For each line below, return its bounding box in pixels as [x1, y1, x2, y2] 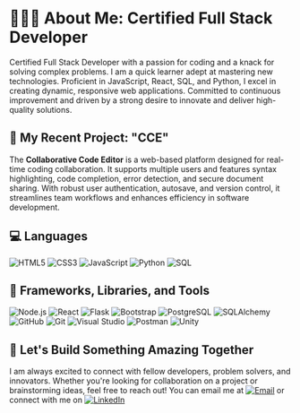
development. [9, 202, 60, 212]
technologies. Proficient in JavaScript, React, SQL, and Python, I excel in [9, 75, 277, 86]
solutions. [36, 104, 73, 115]
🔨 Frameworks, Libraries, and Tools [9, 282, 210, 298]
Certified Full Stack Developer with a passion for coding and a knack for [9, 56, 275, 67]
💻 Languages [9, 228, 88, 245]
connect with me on [9, 394, 83, 406]
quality [9, 104, 35, 115]
